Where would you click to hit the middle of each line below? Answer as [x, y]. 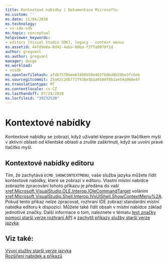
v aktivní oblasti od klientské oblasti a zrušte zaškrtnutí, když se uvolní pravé [84, 142]
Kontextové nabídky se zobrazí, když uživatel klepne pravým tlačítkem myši [83, 137]
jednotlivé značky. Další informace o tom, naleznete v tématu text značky [81, 212]
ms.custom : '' [20, 14]
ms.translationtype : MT [30, 84]
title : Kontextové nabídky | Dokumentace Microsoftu [61, 10]
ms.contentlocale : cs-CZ [31, 89]
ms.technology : [21, 24]
